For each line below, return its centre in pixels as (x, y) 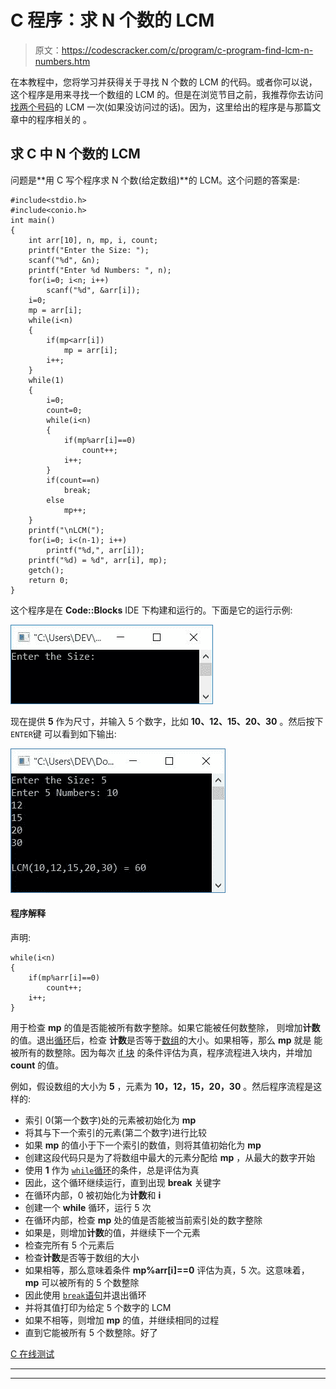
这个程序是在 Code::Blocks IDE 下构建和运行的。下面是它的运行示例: (151, 610)
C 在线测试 (32, 1353)
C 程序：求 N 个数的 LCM (112, 20)
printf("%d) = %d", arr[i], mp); (98, 560)
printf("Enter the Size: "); (89, 250)
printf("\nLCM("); (66, 530)
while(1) (46, 380)
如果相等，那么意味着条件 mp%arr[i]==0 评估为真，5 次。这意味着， (167, 1270)
